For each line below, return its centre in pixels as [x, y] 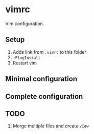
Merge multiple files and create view [51, 126]
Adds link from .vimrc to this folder [50, 52]
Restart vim [25, 63]
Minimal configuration [41, 79]
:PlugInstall [27, 58]
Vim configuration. [25, 24]
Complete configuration [44, 96]
